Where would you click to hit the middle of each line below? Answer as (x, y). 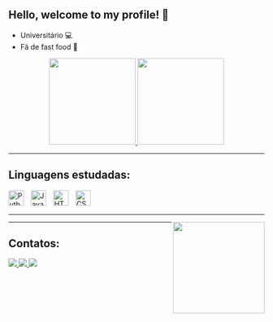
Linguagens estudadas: (69, 175)
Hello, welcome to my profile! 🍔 (89, 15)
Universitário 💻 (46, 35)
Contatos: (34, 244)
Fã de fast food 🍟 (49, 46)
